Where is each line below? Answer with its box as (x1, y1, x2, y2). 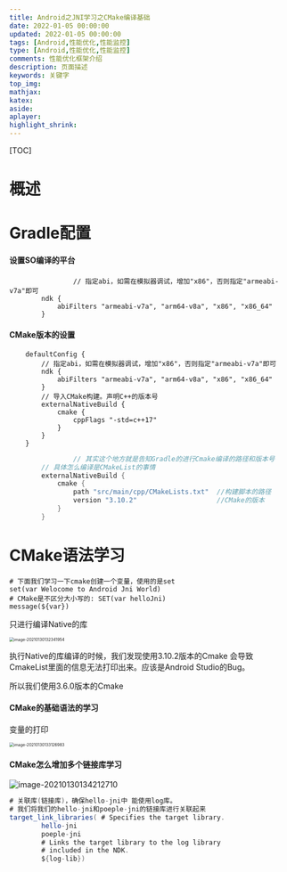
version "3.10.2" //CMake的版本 (72, 496, 266, 505)
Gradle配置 (9, 224, 92, 243)
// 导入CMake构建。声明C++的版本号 (41, 392, 159, 401)
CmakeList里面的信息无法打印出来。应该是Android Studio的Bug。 (9, 661, 250, 672)
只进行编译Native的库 (9, 618, 88, 629)
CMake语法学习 (9, 545, 126, 566)
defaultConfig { (25, 349, 86, 359)
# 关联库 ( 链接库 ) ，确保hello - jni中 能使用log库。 (9, 796, 177, 806)
